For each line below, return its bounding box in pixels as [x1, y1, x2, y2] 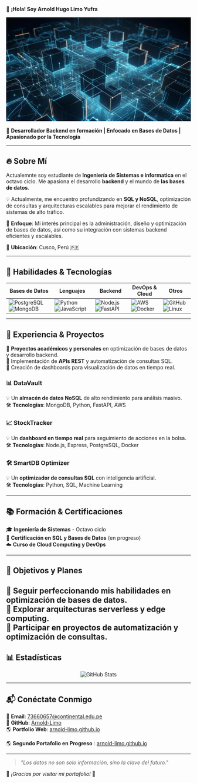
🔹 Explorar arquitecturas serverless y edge [6, 604, 166, 614]
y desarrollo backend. [6, 351, 59, 359]
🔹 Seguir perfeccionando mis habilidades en [6, 586, 171, 596]
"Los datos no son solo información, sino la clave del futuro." [20, 759, 169, 766]
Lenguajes [59, 287, 86, 294]
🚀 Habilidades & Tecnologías [6, 267, 113, 277]
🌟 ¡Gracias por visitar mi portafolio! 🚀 [6, 771, 96, 778]
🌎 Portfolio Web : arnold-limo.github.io [6, 726, 100, 733]
